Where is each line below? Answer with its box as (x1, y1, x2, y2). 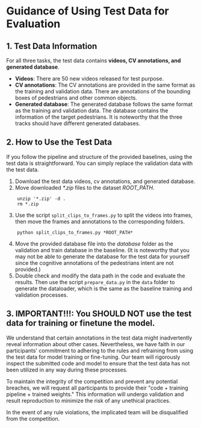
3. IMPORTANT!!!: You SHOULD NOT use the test (6, 309, 192, 319)
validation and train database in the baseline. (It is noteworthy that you (14, 246, 190, 253)
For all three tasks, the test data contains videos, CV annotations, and (6, 57, 181, 64)
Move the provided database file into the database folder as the (14, 240, 173, 247)
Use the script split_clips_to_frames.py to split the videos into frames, (14, 211, 193, 219)
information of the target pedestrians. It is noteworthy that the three (14, 113, 183, 120)
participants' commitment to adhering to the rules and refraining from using (6, 347, 194, 354)
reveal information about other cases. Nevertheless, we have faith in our (6, 340, 185, 347)
